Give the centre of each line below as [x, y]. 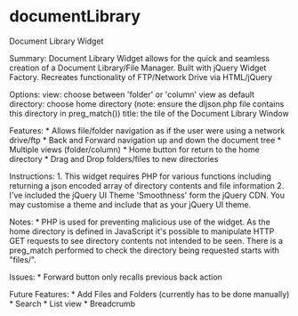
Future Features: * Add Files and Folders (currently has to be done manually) [149, 294]
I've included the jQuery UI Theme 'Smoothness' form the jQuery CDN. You [147, 195]
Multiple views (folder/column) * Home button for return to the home [134, 150]
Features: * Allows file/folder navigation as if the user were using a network [147, 130]
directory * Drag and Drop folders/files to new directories [114, 158]
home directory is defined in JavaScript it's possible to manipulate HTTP [142, 231]
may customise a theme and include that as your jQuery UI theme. [130, 204]
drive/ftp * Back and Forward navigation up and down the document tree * [145, 140]
